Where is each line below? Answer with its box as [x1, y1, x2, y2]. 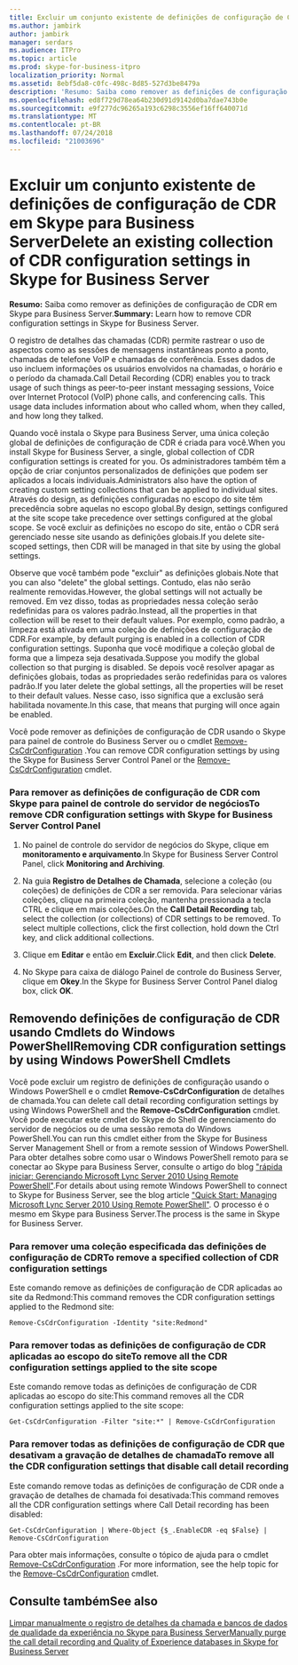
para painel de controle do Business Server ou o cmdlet [9, 735, 213, 746]
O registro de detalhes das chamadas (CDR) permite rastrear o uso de [9, 335, 265, 345]
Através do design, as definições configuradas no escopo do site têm [9, 494, 263, 504]
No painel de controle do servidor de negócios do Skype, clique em [21, 839, 270, 850]
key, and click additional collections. [21, 932, 154, 942]
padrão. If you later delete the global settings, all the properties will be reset [9, 680, 284, 691]
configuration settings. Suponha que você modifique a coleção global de [9, 643, 275, 654]
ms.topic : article [9, 54, 77, 63]
